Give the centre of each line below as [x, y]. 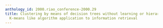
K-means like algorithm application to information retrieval [73, 18]
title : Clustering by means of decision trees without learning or [75, 14]
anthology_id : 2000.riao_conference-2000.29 [51, 9]
